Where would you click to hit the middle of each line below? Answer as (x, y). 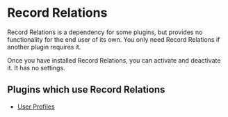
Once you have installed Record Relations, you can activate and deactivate (114, 60)
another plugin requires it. (44, 47)
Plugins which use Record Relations (86, 89)
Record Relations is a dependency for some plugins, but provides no (105, 32)
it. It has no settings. (36, 68)
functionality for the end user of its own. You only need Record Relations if (114, 39)
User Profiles (36, 107)
